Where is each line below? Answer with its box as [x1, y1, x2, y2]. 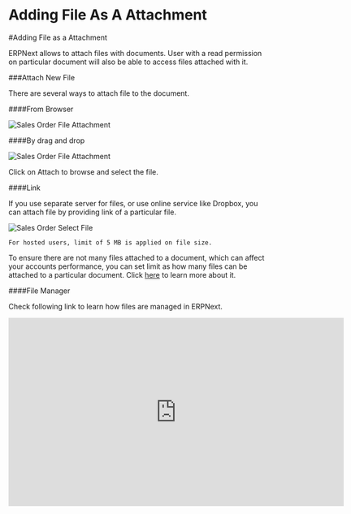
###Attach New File [8, 72, 76, 82]
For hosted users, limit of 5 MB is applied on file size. [8, 238, 213, 247]
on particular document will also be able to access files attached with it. [8, 57, 249, 67]
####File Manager [8, 286, 71, 296]
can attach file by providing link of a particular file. [8, 207, 177, 217]
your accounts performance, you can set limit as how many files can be [8, 261, 248, 271]
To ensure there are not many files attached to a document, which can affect [8, 253, 265, 262]
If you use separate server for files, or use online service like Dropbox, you [8, 198, 258, 208]
